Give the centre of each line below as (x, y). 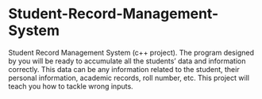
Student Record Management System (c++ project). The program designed (131, 52)
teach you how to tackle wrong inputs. (71, 86)
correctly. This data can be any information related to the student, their (124, 69)
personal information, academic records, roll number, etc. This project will (129, 78)
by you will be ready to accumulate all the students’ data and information (127, 61)
